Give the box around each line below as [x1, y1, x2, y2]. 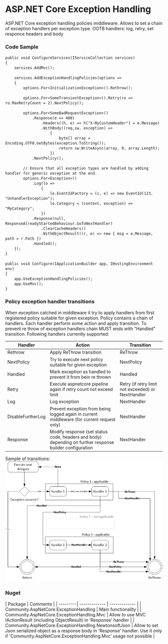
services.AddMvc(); [14, 65, 55, 71]
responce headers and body [5, 31, 63, 37]
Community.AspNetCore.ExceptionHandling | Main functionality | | [5, 606, 141, 612]
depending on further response [49, 439, 114, 445]
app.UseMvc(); [14, 281, 43, 287]
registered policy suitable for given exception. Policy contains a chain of [5, 315, 153, 321]
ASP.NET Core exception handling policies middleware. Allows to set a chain [5, 20, 162, 26]
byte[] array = [58, 136, 91, 141]
